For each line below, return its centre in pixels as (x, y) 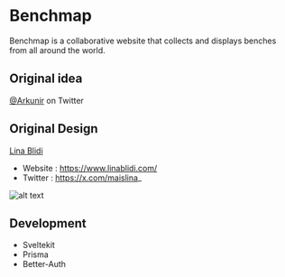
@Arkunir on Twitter (46, 100)
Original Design (54, 129)
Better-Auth (44, 264)
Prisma (36, 254)
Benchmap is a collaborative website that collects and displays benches (143, 41)
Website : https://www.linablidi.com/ (90, 168)
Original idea (46, 79)
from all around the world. (57, 50)
